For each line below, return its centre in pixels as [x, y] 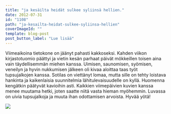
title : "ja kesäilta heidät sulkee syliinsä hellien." [65, 10]
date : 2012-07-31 [24, 15]
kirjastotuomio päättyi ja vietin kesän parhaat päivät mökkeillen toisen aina [83, 58]
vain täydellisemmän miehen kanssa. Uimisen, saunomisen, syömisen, [79, 64]
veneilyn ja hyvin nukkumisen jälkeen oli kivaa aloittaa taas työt [71, 69]
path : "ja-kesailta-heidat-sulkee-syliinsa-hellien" [63, 24]
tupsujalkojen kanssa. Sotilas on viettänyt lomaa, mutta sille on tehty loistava [86, 75]
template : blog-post [27, 34]
